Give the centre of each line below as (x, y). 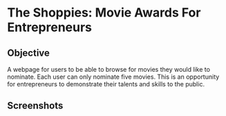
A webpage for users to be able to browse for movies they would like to (109, 69)
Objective (29, 53)
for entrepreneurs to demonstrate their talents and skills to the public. (106, 84)
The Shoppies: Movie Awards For (104, 13)
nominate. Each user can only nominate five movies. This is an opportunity (113, 77)
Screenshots (35, 106)
